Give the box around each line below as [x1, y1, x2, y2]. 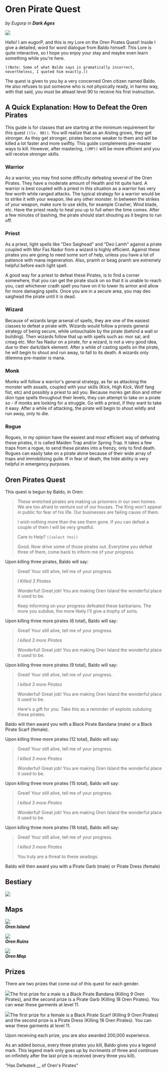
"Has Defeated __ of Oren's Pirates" [5, 1062, 79, 1068]
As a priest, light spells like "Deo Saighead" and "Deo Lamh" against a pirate [5, 241, 162, 247]
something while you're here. [5, 55, 65, 61]
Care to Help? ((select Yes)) [17, 534, 78, 540]
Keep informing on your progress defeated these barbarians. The [17, 603, 152, 609]
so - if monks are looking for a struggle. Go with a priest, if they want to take [5, 400, 162, 406]
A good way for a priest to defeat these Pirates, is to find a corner [5, 272, 140, 279]
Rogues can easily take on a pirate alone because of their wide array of [5, 450, 152, 456]
